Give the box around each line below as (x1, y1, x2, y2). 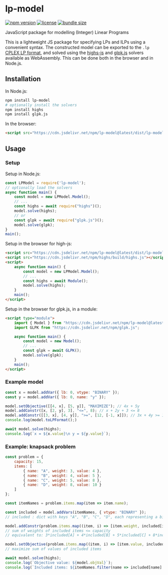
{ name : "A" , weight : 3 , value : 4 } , (23, 468, 102, 473)
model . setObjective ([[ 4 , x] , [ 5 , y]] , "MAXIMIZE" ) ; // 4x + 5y (5, 404, 140, 409)
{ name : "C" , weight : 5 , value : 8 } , (23, 478, 102, 483)
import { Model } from (14, 320, 61, 326)
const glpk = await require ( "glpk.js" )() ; (14, 217, 104, 223)
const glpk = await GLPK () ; (23, 348, 81, 353)
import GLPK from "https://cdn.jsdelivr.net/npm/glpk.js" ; (14, 325, 140, 330)
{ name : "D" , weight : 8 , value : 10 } (23, 482, 102, 487)
